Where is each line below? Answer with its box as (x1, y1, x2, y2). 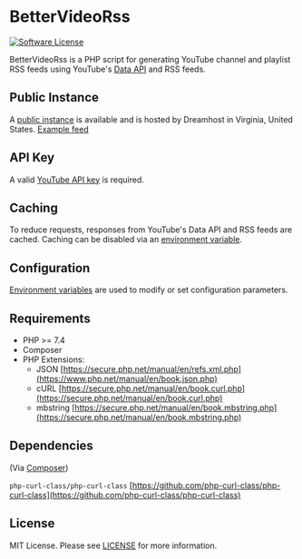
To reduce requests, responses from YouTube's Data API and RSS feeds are (9, 224, 293, 235)
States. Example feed (9, 123, 89, 134)
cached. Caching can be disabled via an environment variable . (9, 234, 243, 245)
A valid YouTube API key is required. (9, 174, 145, 185)
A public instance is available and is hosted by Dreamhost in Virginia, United (9, 113, 293, 124)
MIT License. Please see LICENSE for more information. (9, 540, 218, 551)
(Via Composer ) (9, 462, 69, 473)
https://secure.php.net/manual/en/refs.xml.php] (63, 364, 242, 374)
